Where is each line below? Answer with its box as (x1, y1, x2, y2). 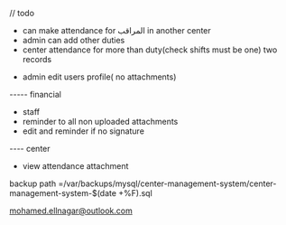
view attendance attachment (22, 161, 129, 171)
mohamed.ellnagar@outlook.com (9, 205, 133, 216)
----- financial (9, 89, 61, 99)
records (22, 54, 52, 64)
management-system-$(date (9, 188, 117, 198)
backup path (9, 178, 57, 189)
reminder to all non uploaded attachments (22, 117, 179, 127)
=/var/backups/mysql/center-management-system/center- (58, 178, 277, 189)
